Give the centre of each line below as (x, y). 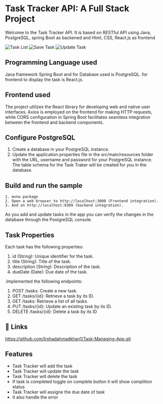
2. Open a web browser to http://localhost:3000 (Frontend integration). (82, 201)
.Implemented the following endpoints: (44, 281)
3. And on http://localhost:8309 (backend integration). (64, 205)
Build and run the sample (44, 186)
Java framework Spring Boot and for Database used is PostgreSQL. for (76, 74)
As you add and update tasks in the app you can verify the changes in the (80, 214)
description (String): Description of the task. (57, 267)
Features (19, 354)
